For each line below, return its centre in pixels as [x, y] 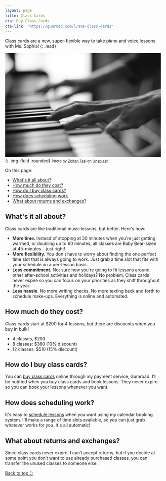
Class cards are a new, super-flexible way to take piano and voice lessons [80, 41]
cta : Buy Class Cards [27, 21]
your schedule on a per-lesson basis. [50, 264]
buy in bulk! [17, 329]
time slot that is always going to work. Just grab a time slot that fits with [85, 259]
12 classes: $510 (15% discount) [45, 349]
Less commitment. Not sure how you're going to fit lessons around [81, 270]
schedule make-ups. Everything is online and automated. [70, 296]
